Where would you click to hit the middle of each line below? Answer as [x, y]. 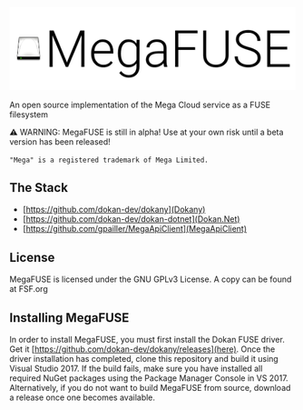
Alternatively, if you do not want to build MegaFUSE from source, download [150, 388]
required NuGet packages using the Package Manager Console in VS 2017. [149, 378]
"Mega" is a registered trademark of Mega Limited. [109, 160]
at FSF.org [29, 289]
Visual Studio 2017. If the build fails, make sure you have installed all [136, 369]
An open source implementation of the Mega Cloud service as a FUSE [140, 105]
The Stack [39, 188]
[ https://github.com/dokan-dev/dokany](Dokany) [114, 210]
